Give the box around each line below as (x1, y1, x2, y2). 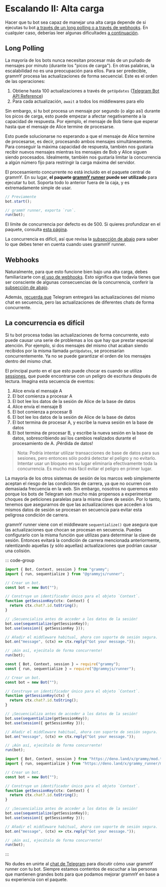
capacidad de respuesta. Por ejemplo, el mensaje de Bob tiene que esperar (5, 118, 159, 124)
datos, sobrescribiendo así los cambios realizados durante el (12, 435, 136, 441)
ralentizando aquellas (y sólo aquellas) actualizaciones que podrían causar (5, 542, 157, 548)
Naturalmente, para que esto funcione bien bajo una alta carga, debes (5, 269, 148, 275)
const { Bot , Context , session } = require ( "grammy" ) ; (5, 662, 121, 667)
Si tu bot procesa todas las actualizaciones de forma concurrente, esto (5, 332, 149, 338)
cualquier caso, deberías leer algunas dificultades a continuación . (5, 30, 139, 36)
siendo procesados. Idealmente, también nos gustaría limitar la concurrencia (5, 154, 161, 160)
